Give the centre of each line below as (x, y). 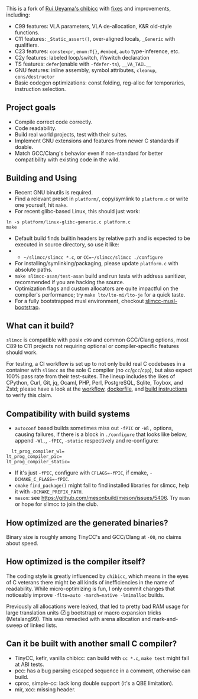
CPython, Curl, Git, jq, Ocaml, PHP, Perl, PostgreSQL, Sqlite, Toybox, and (95, 383)
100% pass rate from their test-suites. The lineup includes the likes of (91, 376)
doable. (24, 147)
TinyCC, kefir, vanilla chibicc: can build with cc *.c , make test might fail (102, 658)
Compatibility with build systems (68, 414)
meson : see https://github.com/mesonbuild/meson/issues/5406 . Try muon (102, 498)
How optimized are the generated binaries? (87, 523)
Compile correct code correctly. (53, 122)
